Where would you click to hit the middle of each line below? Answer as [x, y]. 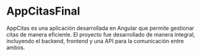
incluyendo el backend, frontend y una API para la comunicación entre [95, 41]
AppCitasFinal [44, 11]
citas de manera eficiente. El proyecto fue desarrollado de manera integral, [101, 34]
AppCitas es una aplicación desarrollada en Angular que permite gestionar [100, 28]
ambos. [16, 47]
